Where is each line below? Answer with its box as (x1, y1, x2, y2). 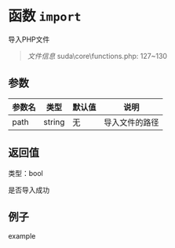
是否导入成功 (8, 185, 49, 195)
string (43, 116, 65, 127)
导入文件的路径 (104, 117, 159, 128)
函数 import (8, 7, 82, 25)
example (8, 232, 36, 241)
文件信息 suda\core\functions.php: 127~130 (27, 51, 167, 60)
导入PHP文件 (8, 35, 50, 44)
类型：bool (8, 168, 43, 177)
